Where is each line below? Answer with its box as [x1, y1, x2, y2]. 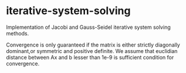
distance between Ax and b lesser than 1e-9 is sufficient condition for [6, 54, 174, 61]
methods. [6, 29, 29, 36]
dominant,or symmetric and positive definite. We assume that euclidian [6, 47, 178, 54]
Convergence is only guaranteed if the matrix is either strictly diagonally [6, 41, 180, 48]
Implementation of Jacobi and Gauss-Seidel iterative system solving [6, 24, 171, 31]
